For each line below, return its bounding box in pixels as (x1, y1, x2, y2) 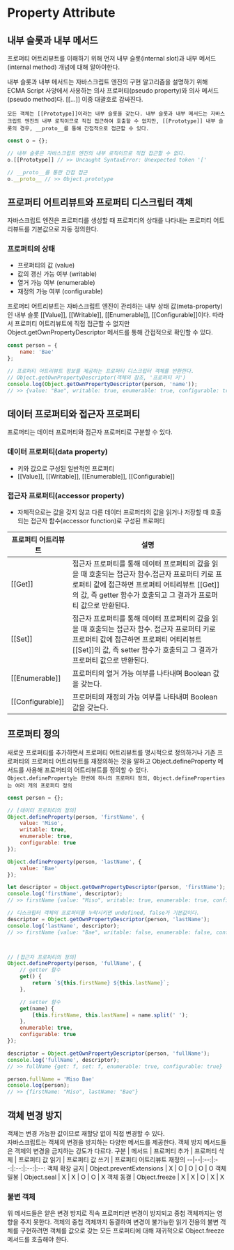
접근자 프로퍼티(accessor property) (7, 491, 125, 500)
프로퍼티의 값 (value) (17, 261, 75, 270)
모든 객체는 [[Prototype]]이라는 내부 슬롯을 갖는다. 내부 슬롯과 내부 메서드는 (7, 110, 208, 117)
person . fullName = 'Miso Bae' (7, 1075, 95, 1083)
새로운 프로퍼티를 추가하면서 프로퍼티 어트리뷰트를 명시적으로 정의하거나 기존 (7, 748, 216, 757)
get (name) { (19, 1005, 54, 1012)
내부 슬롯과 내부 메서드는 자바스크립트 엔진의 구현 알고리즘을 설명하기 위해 (7, 78, 208, 86)
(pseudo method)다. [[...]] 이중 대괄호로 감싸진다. (7, 95, 143, 103)
